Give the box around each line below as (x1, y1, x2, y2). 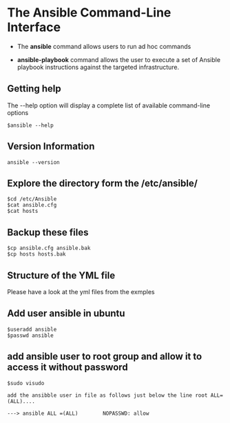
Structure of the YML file (7, 269, 116, 281)
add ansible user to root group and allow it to (7, 351, 202, 362)
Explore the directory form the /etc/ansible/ (7, 177, 198, 189)
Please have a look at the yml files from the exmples (7, 288, 155, 296)
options (7, 108, 29, 116)
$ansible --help (7, 122, 54, 129)
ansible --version (7, 158, 60, 166)
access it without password (7, 362, 129, 373)
